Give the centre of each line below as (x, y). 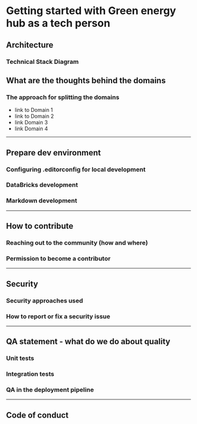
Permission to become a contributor (58, 258)
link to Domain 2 (34, 116)
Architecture (30, 45)
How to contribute (40, 226)
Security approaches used (45, 300)
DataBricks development (42, 185)
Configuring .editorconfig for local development (76, 169)
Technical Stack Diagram (43, 62)
